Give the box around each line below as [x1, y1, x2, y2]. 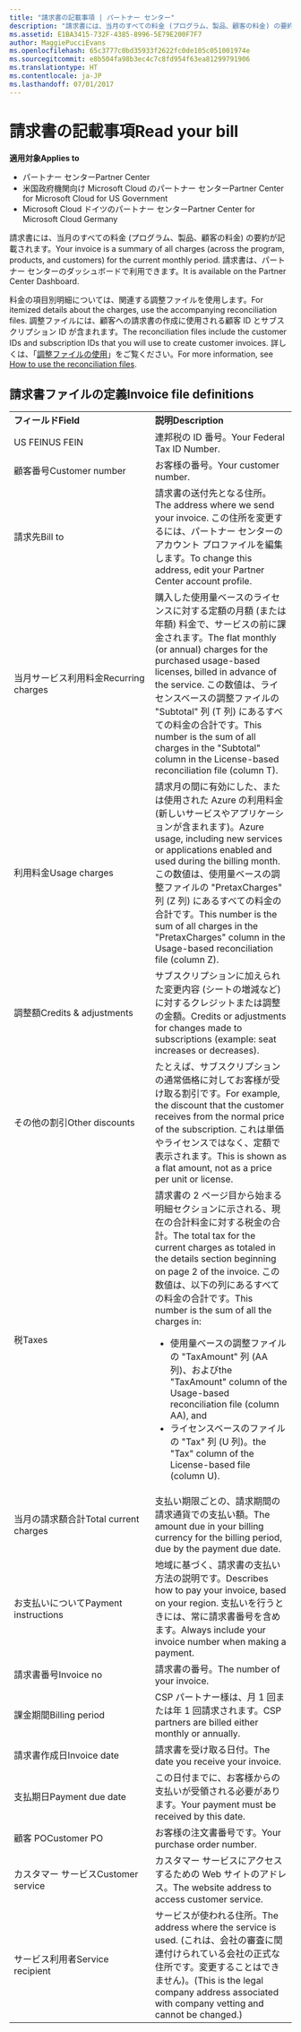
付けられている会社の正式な [164, 1948, 280, 1960]
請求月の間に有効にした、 [155, 780, 263, 793]
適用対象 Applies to [9, 152, 80, 163]
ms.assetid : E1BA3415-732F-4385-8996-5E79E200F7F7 [9, 30, 202, 39]
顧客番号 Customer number [13, 465, 127, 478]
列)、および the [169, 1364, 233, 1376]
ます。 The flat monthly [182, 632, 277, 644]
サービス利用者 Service [13, 1953, 109, 1966]
